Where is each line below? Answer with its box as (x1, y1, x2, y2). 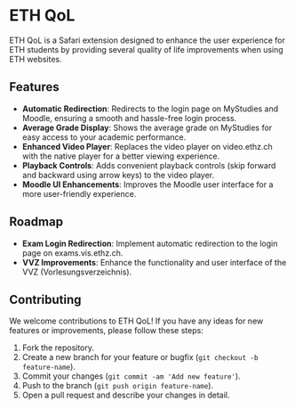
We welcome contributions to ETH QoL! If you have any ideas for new (9, 315, 264, 326)
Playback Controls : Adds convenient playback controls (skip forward (21, 160, 276, 170)
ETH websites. (9, 53, 62, 64)
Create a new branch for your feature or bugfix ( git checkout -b (21, 352, 259, 363)
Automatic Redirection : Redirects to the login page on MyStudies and (21, 103, 279, 114)
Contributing (9, 291, 82, 307)
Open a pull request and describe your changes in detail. (21, 389, 230, 401)
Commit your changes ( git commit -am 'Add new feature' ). (21, 371, 242, 381)
